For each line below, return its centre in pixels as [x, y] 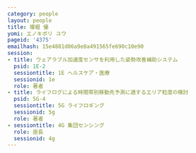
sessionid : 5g [34, 112]
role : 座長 [29, 132]
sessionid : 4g [34, 138]
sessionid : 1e [34, 79]
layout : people [30, 20]
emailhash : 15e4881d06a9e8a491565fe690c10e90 [75, 47]
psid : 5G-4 [30, 99]
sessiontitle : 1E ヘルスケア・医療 [62, 73]
